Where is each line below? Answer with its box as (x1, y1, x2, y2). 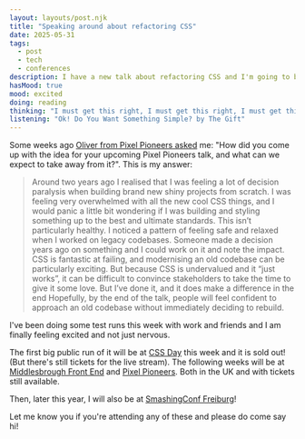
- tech (17, 55, 43, 65)
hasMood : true (9, 81, 64, 90)
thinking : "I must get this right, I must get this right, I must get (9, 106, 282, 115)
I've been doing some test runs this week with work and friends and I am (9, 320, 281, 331)
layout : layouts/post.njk (9, 13, 107, 23)
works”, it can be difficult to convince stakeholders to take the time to (31, 274, 291, 284)
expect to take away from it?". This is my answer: (9, 159, 193, 170)
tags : (9, 38, 30, 48)
